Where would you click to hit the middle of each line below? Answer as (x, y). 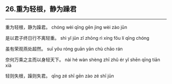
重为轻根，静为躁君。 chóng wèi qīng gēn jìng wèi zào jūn (66, 27)
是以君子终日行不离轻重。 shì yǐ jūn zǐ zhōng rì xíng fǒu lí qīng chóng (77, 38)
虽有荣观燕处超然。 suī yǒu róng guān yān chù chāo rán (64, 49)
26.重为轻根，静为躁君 (41, 9)
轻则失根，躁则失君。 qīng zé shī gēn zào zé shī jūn (60, 76)
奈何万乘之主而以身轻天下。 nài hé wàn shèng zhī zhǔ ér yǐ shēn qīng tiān (83, 60)
